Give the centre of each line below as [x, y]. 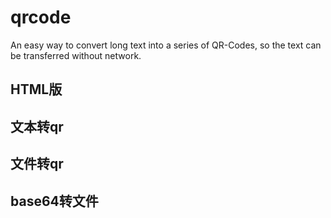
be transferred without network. [76, 55]
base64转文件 [54, 201]
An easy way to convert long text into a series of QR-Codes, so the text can [166, 45]
